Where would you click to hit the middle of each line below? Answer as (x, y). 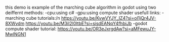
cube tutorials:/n (43, 18)
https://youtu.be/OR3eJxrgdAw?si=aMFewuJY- (107, 29)
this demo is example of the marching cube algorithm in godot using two (81, 7)
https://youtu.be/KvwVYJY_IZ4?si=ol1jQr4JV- (109, 18)
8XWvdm (15, 23)
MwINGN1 (16, 34)
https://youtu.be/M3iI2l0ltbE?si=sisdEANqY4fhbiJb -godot (87, 23)
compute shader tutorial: (31, 29)
